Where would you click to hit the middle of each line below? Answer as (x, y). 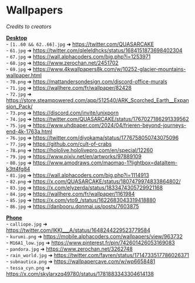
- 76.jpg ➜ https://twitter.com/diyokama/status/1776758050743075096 (93, 137)
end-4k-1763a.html (29, 131)
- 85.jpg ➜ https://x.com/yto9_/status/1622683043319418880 (81, 200)
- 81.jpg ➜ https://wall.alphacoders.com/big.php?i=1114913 (78, 175)
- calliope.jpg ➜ (27, 224)
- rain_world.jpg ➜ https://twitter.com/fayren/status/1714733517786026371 (97, 255)
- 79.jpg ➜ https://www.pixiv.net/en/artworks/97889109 (74, 156)
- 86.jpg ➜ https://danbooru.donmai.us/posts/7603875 (73, 206)
